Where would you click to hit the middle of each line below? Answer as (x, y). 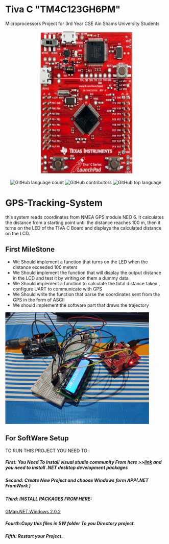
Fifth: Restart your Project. (34, 536)
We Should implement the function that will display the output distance (87, 273)
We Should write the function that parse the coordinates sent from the (86, 294)
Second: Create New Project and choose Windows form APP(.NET (77, 480)
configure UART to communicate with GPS (57, 289)
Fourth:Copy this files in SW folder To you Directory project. (70, 523)
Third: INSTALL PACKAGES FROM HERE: (49, 499)
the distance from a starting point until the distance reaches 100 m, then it (83, 222)
